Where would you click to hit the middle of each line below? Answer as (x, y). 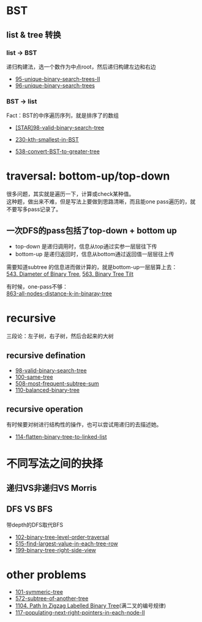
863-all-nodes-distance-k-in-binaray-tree (59, 293)
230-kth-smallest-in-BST (47, 140)
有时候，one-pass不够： (37, 286)
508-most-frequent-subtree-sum (57, 383)
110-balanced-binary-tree (47, 390)
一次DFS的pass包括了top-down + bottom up (92, 230)
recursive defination (46, 356)
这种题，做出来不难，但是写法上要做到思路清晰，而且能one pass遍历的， (99, 202)
